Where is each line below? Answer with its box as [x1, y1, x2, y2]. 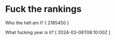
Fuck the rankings [5, 3, 82, 15]
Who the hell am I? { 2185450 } [5, 20, 69, 26]
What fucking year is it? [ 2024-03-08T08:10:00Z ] [5, 29, 110, 35]
